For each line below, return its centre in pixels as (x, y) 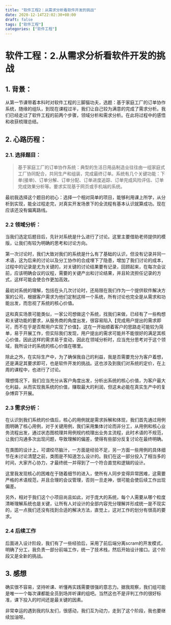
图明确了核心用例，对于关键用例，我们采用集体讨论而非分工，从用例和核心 (83, 426)
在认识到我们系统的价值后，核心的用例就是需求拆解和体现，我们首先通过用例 (85, 420)
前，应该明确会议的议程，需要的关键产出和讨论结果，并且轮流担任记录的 (81, 273)
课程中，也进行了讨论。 (39, 370)
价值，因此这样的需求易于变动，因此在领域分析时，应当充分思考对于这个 (85, 340)
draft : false (19, 19)
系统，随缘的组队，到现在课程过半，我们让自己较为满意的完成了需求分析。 (83, 109)
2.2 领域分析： (23, 225)
